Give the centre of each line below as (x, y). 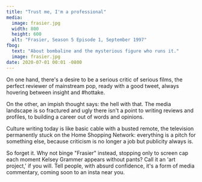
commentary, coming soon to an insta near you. (66, 172)
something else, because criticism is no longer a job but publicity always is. (100, 141)
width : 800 (25, 29)
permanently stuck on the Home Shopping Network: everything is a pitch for (101, 135)
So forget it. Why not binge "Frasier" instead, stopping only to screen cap (97, 153)
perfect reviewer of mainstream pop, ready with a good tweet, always (93, 86)
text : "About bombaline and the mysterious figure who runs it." (96, 51)
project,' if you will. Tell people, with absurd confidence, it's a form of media (100, 166)
